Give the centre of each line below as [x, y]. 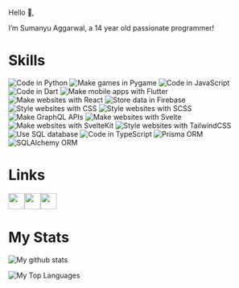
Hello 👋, [21, 12]
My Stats [39, 238]
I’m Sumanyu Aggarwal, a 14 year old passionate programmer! [111, 28]
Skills [27, 61]
